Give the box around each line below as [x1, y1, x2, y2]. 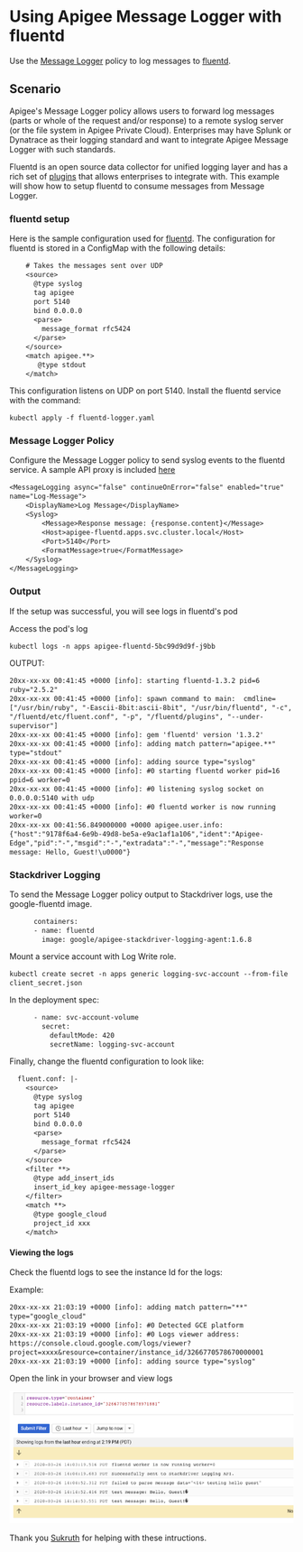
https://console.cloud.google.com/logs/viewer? [9, 1339, 192, 1348]
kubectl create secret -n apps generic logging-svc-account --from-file [9, 969, 289, 978]
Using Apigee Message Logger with [9, 6, 282, 27]
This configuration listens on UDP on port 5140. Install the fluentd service [9, 385, 281, 396]
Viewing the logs [9, 1247, 74, 1258]
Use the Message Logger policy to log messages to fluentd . [9, 55, 232, 66]
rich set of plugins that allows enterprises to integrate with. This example [9, 171, 280, 181]
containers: [32, 917, 78, 926]
